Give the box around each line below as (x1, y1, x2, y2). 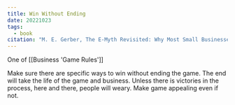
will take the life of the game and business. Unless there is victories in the (7, 76, 219, 85)
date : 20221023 (7, 17, 52, 24)
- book (13, 29, 33, 37)
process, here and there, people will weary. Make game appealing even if (7, 84, 219, 92)
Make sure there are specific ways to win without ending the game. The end (7, 69, 227, 78)
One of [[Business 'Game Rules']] (7, 55, 104, 64)
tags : (7, 23, 23, 30)
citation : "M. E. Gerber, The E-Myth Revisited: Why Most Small (7, 36, 199, 43)
